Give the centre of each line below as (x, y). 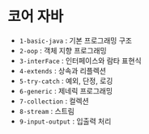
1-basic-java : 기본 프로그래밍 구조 (76, 40)
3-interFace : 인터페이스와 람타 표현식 (81, 61)
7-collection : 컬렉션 (54, 101)
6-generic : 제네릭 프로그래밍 (66, 90)
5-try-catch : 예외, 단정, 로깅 (66, 81)
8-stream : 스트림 (47, 111)
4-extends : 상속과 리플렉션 (63, 70)
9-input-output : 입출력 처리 (65, 121)
